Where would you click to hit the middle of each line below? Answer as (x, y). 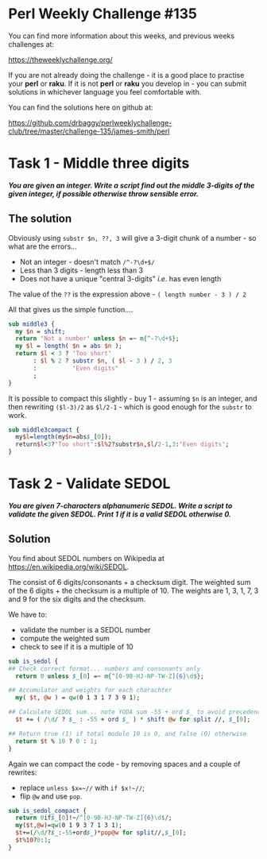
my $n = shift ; (41, 331)
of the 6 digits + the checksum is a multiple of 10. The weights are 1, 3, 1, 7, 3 (133, 590)
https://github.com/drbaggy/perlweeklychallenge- (90, 122)
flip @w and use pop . (51, 796)
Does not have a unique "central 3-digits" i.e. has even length (120, 278)
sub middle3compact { (44, 430)
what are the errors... (43, 246)
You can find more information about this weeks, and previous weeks (122, 36)
